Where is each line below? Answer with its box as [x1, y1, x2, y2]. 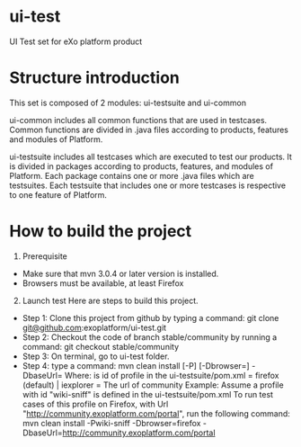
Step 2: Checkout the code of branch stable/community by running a [22, 331, 278, 343]
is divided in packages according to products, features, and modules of [9, 160, 274, 172]
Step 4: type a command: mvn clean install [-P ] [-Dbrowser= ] [22, 360, 250, 371]
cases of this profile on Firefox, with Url [22, 398, 169, 409]
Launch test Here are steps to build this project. [22, 295, 199, 306]
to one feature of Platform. [9, 189, 108, 200]
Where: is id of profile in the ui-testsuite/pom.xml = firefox [64, 370, 279, 380]
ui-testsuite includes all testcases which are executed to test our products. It [9, 151, 292, 162]
